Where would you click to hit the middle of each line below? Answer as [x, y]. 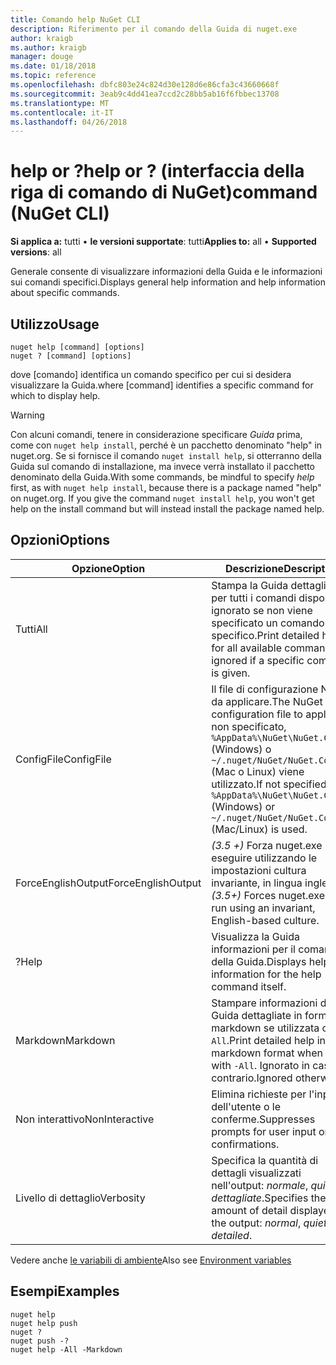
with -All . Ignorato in [260, 1065]
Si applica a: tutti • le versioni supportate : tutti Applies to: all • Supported [163, 242]
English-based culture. [265, 920]
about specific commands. [65, 293]
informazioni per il [253, 949]
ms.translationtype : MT [60, 103]
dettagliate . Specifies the [269, 1198]
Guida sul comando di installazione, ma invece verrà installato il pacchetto [163, 466]
